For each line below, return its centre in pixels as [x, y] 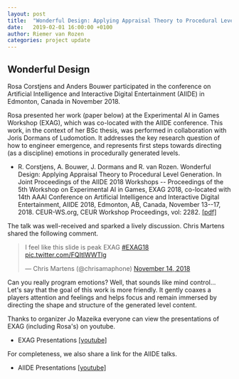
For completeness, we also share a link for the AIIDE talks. [92, 353]
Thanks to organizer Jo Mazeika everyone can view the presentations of [113, 319]
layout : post [27, 14]
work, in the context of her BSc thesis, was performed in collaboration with [117, 130]
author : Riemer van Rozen [46, 34]
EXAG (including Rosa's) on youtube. [62, 326]
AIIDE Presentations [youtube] [62, 368]
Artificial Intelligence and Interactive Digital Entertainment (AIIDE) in [106, 94]
